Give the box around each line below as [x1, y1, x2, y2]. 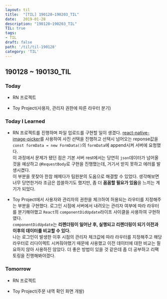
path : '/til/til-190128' [5, 44, 57, 49]
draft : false [5, 40, 32, 45]
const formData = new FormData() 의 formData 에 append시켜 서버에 [12, 142, 147, 148]
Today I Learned [5, 118, 45, 125]
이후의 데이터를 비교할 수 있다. [12, 228, 71, 234]
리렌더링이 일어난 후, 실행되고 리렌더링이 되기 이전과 [58, 222, 158, 228]
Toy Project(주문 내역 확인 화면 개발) [12, 288, 84, 294]
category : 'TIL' [5, 49, 39, 54]
